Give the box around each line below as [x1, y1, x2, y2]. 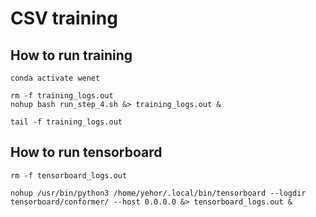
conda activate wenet [10, 73, 101, 83]
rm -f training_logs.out [10, 91, 114, 101]
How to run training [10, 47, 133, 64]
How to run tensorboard [10, 144, 163, 161]
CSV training [10, 7, 118, 30]
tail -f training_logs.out [10, 117, 123, 127]
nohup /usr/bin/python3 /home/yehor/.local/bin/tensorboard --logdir [10, 188, 307, 198]
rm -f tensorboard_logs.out [10, 170, 128, 181]
